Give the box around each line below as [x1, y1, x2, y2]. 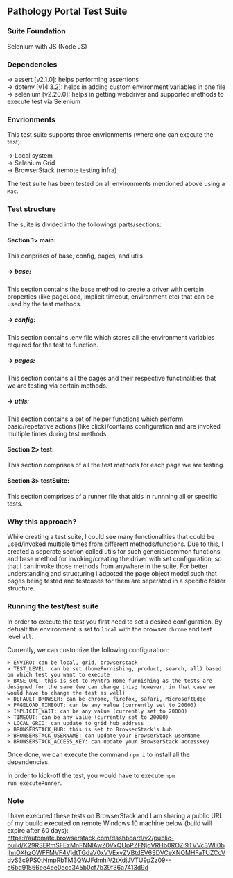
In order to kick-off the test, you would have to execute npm [7, 771, 175, 779]
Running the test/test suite [7, 602, 99, 611]
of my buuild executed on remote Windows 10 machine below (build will [7, 819, 212, 827]
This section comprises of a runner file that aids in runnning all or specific [7, 492, 218, 501]
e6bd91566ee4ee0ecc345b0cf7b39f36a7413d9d [7, 863, 149, 871]
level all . [7, 632, 33, 640]
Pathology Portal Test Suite [7, 6, 128, 17]
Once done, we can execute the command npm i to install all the [7, 750, 191, 759]
